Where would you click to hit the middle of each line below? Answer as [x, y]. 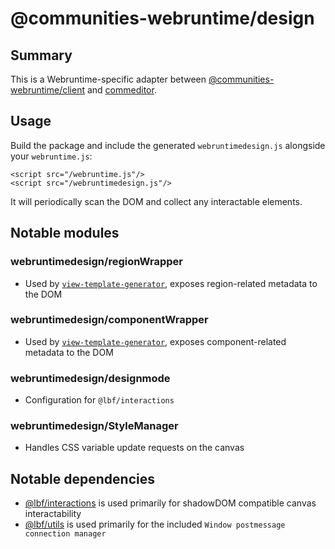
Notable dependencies [82, 478]
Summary [41, 55]
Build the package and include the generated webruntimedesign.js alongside [168, 145]
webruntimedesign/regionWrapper [96, 262]
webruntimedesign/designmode [90, 378]
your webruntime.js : [51, 156]
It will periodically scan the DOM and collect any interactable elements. [156, 201]
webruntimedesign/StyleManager [94, 426]
